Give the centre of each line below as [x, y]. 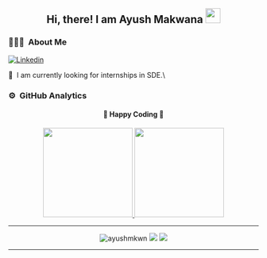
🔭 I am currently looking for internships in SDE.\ [87, 75]
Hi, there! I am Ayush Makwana [125, 19]
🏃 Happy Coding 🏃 [133, 114]
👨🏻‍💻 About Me [38, 42]
